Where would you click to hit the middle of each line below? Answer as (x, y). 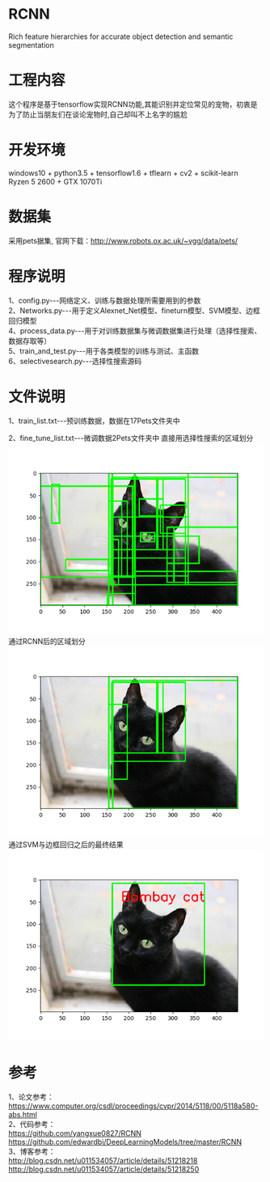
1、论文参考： (31, 1096)
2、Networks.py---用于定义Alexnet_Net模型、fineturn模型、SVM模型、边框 (134, 310)
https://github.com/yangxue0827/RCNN (75, 1133)
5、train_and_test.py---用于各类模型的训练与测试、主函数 (104, 351)
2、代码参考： (32, 1124)
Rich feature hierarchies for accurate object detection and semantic (121, 36)
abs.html (23, 1114)
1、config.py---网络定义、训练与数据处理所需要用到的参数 (105, 300)
